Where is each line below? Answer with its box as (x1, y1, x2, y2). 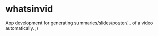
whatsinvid (5, 3, 53, 15)
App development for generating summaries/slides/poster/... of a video (5, 20, 153, 26)
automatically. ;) (5, 25, 39, 31)
